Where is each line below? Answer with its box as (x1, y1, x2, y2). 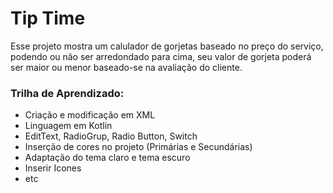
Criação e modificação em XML (24, 109, 156, 121)
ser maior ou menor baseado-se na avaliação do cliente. (10, 61, 243, 73)
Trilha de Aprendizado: (10, 86, 125, 100)
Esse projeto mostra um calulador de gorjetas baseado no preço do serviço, (10, 40, 324, 52)
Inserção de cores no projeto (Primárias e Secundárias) (24, 141, 253, 153)
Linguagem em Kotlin (24, 120, 113, 132)
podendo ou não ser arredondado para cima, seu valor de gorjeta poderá (10, 50, 312, 62)
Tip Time (10, 7, 86, 30)
